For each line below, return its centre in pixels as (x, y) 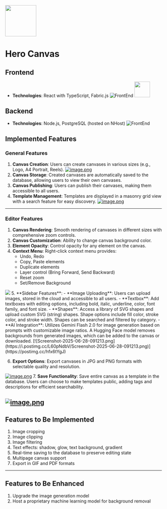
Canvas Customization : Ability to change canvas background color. (82, 240)
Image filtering (27, 442)
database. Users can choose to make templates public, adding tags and (79, 381)
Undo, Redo (32, 256)
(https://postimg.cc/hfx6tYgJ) (36, 351)
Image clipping (28, 437)
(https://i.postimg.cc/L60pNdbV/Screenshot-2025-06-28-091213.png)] (78, 346)
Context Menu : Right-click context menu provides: (64, 251)
